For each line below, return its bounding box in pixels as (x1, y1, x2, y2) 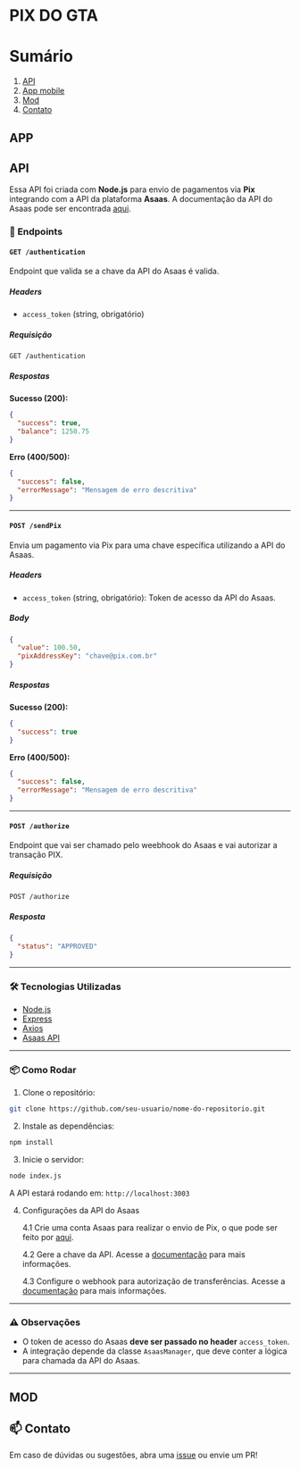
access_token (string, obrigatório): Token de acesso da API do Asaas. (21, 592, 277, 603)
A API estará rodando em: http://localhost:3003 (9, 1188, 190, 1198)
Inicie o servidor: (21, 1154, 85, 1165)
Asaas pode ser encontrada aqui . (9, 203, 131, 214)
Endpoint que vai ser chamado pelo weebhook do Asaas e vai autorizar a (9, 840, 279, 851)
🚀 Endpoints (9, 225, 63, 238)
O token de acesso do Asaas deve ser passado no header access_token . (21, 1337, 290, 1347)
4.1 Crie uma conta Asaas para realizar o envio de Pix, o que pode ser (21, 1222, 279, 1233)
